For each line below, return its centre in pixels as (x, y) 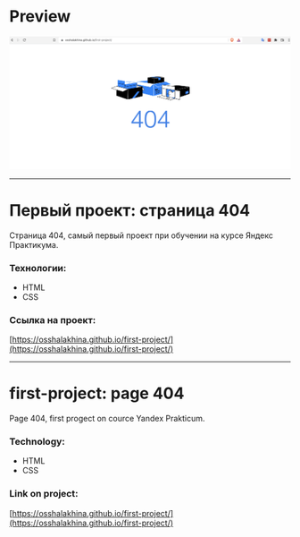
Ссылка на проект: (53, 320)
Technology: (37, 442)
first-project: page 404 (97, 393)
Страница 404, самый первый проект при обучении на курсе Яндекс (142, 235)
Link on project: (44, 494)
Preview (40, 17)
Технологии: (38, 268)
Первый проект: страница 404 (130, 210)
